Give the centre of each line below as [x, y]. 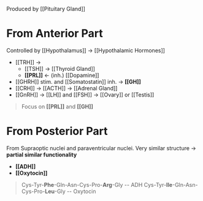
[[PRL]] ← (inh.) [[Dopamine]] [62, 75]
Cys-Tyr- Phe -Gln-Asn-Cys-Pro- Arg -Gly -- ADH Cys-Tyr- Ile [97, 185]
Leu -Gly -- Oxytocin [71, 191]
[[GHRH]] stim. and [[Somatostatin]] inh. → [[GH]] [78, 81]
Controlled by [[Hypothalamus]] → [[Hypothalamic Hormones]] [86, 50]
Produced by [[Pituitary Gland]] [46, 9]
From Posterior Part [57, 131]
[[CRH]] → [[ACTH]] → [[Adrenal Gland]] [66, 88]
